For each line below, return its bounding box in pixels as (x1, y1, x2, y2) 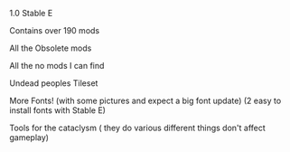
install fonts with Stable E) (9, 105, 107, 116)
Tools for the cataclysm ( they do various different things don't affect (9, 122, 267, 133)
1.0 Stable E (9, 8, 53, 18)
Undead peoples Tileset (9, 78, 98, 89)
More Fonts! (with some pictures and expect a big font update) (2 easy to (9, 95, 282, 106)
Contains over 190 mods (9, 25, 100, 35)
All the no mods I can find (9, 61, 105, 71)
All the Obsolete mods (9, 43, 92, 53)
